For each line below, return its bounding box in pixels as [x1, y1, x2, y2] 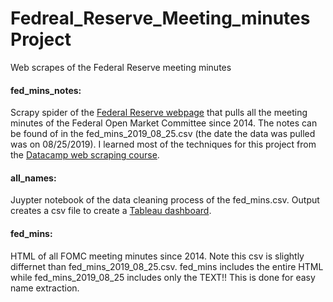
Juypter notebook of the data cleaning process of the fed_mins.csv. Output [10, 194, 320, 206]
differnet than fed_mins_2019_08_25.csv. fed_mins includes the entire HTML [10, 260, 324, 272]
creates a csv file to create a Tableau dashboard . [10, 205, 212, 217]
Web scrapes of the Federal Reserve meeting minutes [10, 61, 232, 73]
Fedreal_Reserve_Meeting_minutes [10, 7, 311, 30]
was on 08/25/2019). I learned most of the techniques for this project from [10, 138, 317, 151]
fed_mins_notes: [10, 84, 82, 96]
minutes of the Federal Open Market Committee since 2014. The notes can [10, 117, 318, 129]
